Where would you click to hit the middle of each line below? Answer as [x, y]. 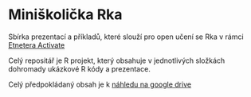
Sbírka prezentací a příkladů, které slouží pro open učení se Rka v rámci [126, 37]
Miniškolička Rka [65, 15]
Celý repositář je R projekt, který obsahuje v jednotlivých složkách [117, 60]
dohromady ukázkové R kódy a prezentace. [80, 68]
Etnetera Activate [37, 45]
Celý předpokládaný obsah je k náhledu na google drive [100, 84]
